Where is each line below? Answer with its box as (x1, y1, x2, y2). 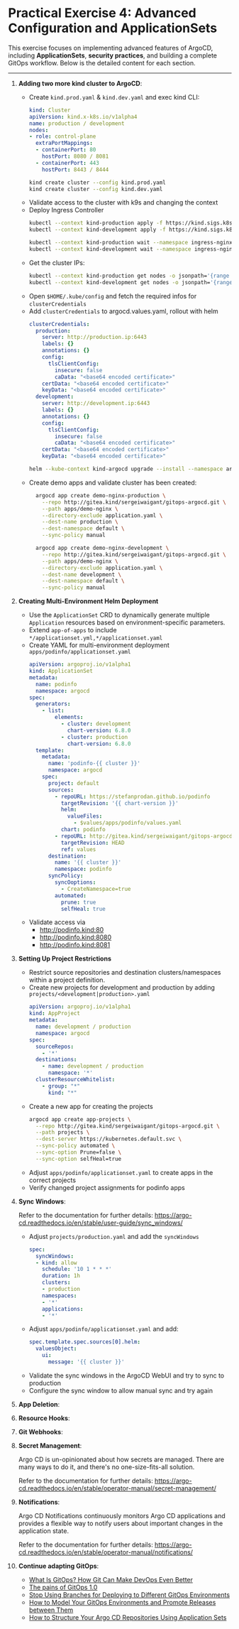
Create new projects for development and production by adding (28, 983, 216, 992)
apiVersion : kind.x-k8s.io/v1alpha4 (28, 113, 138, 120)
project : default (48, 779, 100, 786)
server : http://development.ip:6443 (42, 400, 150, 407)
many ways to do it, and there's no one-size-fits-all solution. (18, 1462, 195, 1471)
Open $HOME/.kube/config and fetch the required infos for (28, 291, 197, 300)
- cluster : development (60, 720, 131, 727)
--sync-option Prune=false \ (35, 1149, 122, 1156)
